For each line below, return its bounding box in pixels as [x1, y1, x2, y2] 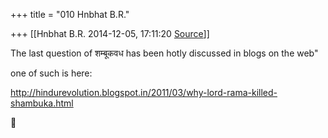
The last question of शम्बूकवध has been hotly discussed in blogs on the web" [10, 47, 319, 59]
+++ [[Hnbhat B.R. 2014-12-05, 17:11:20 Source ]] [10, 28, 210, 39]
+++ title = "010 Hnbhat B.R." [10, 9, 130, 20]
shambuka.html [10, 97, 74, 109]
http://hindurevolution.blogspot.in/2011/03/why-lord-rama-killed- [10, 87, 278, 98]
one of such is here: [10, 67, 93, 79]
